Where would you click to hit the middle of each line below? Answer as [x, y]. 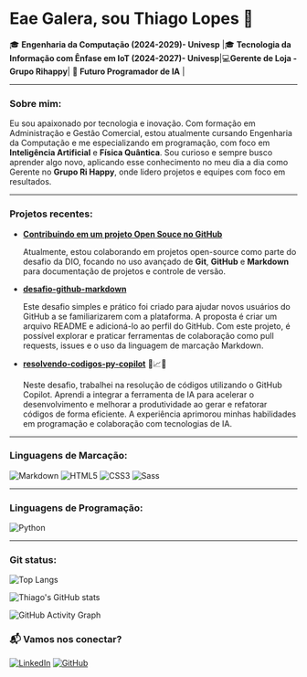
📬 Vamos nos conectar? [66, 640]
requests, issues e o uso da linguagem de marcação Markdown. [143, 345]
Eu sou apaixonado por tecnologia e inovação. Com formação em [132, 123]
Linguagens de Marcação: [69, 456]
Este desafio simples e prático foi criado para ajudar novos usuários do [156, 306]
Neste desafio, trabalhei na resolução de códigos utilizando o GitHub [152, 385]
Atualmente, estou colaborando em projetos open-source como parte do [159, 251]
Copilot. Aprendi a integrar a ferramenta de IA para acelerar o [138, 394]
